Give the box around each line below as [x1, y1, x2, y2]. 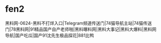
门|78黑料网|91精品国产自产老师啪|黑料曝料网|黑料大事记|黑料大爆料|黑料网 [5, 26, 157, 32]
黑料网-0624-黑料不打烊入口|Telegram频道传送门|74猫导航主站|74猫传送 [5, 20, 152, 26]
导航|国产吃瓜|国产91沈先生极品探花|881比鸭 [5, 32, 94, 38]
